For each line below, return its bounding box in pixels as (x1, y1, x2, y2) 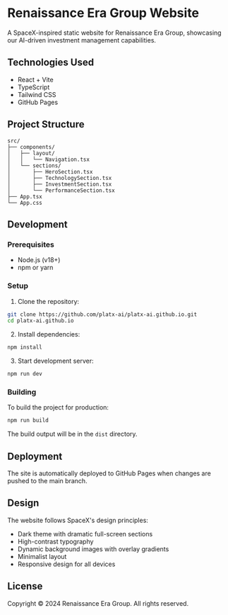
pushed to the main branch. (7, 477, 88, 485)
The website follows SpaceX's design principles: (7, 516, 148, 524)
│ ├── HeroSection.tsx (7, 168, 93, 175)
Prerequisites (7, 239, 54, 249)
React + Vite (17, 75, 54, 84)
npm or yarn (17, 264, 54, 272)
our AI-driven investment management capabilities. (7, 35, 157, 44)
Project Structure (7, 118, 85, 130)
